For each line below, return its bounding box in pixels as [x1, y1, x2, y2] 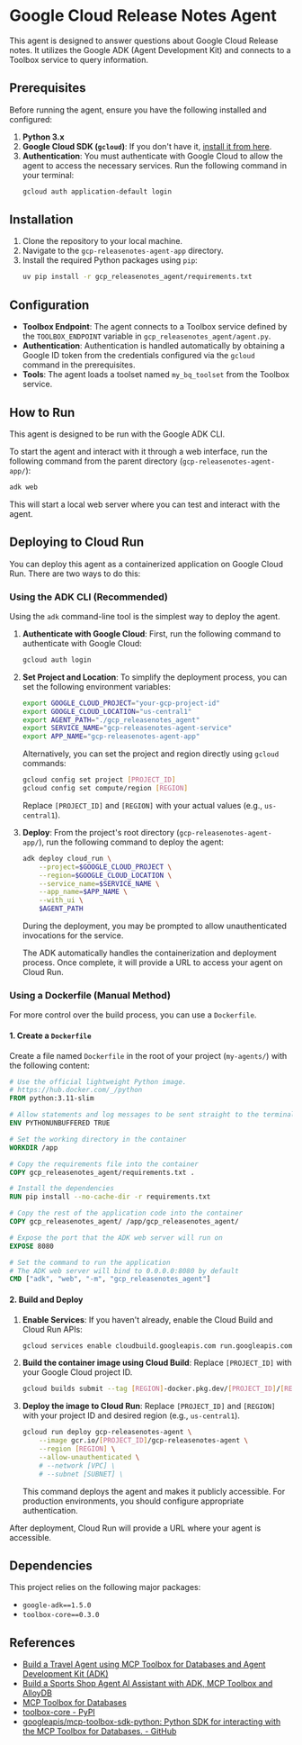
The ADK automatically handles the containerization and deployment [22, 947, 277, 959]
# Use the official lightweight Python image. [9, 1077, 187, 1086]
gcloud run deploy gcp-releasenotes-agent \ [22, 1428, 192, 1437]
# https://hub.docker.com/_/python [9, 1086, 143, 1095]
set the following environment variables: [22, 681, 171, 692]
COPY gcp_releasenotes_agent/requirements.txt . [9, 1168, 195, 1177]
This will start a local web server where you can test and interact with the [9, 499, 280, 510]
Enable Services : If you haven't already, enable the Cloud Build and [22, 1314, 274, 1325]
